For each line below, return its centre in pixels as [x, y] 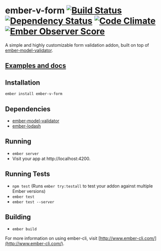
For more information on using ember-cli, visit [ [53, 238]
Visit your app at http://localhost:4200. [51, 158]
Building [18, 217]
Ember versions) [29, 191]
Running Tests [27, 174]
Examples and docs [36, 66]
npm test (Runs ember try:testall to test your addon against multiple [82, 186]
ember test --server [33, 202]
